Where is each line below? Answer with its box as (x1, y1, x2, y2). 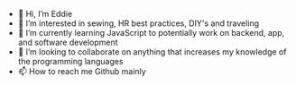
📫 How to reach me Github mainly (17, 66, 146, 76)
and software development (17, 37, 119, 47)
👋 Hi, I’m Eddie (17, 9, 73, 19)
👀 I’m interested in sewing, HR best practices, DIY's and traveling (17, 18, 260, 29)
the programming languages (17, 56, 124, 66)
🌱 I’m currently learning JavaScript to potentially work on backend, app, (17, 28, 285, 38)
